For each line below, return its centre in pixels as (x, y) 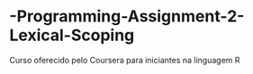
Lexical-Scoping (72, 35)
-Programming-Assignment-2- (127, 16)
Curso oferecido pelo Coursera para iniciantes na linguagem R (125, 60)
